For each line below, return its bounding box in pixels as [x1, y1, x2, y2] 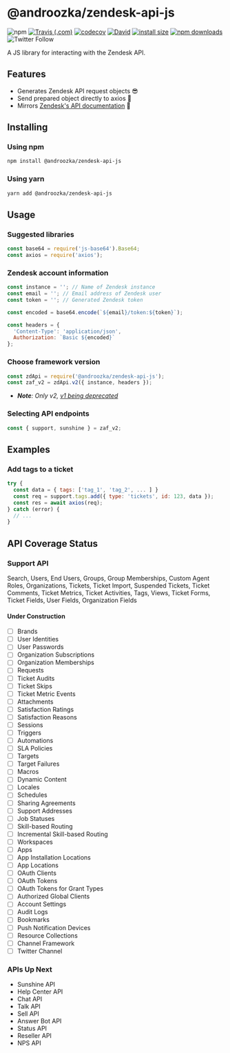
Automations [17, 737, 54, 745]
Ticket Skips [17, 682, 53, 690]
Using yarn [7, 174, 45, 184]
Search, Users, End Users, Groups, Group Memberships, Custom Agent [7, 574, 210, 582]
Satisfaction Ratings [17, 705, 74, 713]
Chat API [17, 995, 43, 1003]
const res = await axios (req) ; [13, 499, 103, 506]
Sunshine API [17, 980, 56, 989]
